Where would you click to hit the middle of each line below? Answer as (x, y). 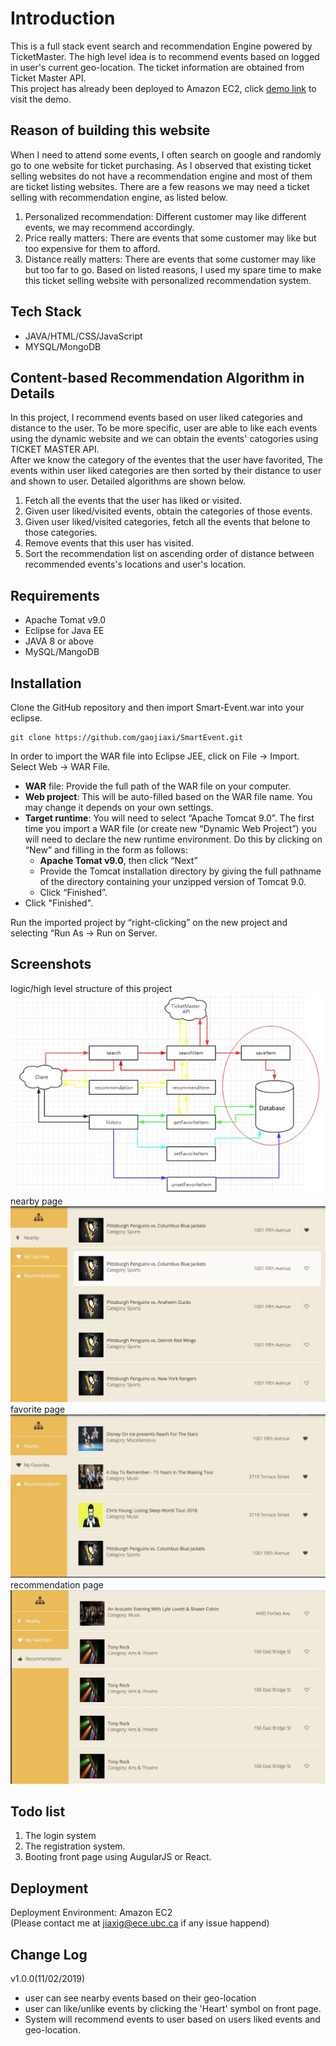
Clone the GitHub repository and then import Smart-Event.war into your (157, 707)
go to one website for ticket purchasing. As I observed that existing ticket (161, 165)
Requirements (55, 595)
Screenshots (51, 964)
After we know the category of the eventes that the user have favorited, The (167, 460)
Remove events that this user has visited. (109, 543)
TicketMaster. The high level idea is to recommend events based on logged (165, 56)
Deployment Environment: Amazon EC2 (91, 1913)
